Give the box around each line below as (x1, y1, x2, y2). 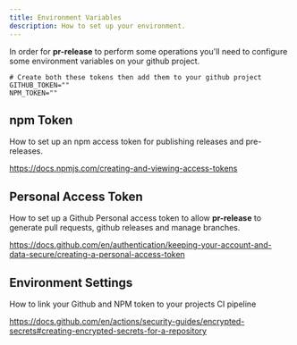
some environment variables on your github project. (9, 55, 200, 66)
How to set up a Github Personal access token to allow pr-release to (9, 213, 262, 223)
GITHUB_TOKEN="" (9, 80, 70, 89)
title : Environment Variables (9, 13, 123, 22)
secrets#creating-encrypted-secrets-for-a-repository (9, 325, 208, 336)
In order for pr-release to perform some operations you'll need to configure (9, 46, 288, 56)
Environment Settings (9, 274, 133, 290)
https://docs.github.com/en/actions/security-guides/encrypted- (9, 316, 245, 326)
